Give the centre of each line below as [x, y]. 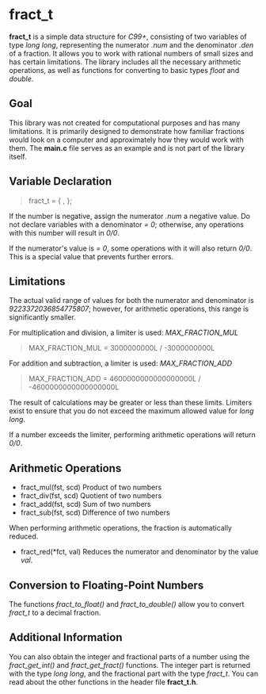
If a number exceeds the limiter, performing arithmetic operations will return [132, 435]
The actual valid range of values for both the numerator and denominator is [131, 301]
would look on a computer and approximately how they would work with [126, 140]
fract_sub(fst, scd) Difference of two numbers [95, 512]
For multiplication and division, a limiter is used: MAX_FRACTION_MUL [124, 333]
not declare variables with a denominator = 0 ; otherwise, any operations [127, 224]
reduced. [24, 536]
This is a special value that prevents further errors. [91, 256]
